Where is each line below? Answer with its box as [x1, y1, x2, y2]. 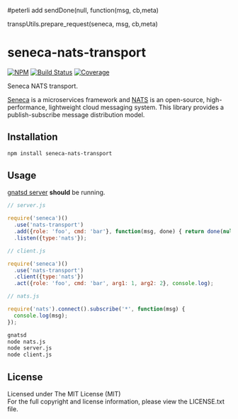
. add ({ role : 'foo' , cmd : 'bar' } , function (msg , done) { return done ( [13, 228, 224, 235]
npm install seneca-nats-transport [7, 150, 113, 157]
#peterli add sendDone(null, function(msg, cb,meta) [7, 6, 159, 14]
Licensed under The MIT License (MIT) [7, 390, 121, 398]
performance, [7, 103, 47, 111]
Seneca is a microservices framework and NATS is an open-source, [7, 95, 205, 104]
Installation [7, 131, 58, 143]
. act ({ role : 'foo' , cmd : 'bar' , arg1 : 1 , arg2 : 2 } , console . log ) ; [13, 280, 214, 287]
